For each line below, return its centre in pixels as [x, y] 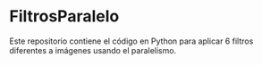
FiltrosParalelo [64, 16]
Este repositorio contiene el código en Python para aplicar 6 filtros [131, 41]
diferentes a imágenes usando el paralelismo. [93, 50]
